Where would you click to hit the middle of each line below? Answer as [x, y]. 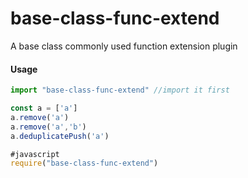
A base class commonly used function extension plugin [124, 46]
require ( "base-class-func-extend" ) [84, 163]
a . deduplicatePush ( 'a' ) [60, 136]
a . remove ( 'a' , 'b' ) [48, 127]
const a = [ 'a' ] [44, 108]
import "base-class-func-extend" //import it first [120, 90]
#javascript [35, 154]
